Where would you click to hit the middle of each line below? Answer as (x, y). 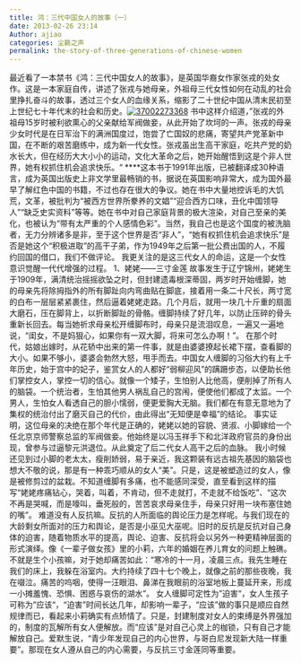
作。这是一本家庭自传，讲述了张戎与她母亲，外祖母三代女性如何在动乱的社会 (150, 89)
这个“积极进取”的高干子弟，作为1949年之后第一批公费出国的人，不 (155, 246)
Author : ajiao (36, 34)
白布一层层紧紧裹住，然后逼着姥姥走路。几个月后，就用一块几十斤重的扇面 (154, 302)
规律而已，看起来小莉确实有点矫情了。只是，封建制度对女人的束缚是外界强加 (150, 616)
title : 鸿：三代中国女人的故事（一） (70, 17)
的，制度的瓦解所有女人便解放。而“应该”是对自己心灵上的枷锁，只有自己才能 (150, 627)
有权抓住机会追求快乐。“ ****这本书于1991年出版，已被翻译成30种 (155, 168)
